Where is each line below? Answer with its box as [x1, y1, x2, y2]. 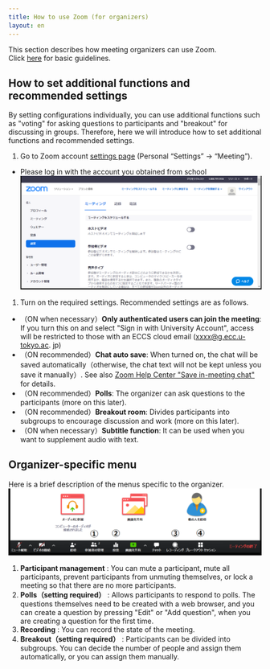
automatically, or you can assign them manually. [19, 651, 179, 661]
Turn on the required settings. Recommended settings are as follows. [19, 298, 249, 307]
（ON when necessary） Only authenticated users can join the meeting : [19, 314, 262, 323]
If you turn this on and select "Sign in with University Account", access [19, 322, 255, 333]
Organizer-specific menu [8, 458, 137, 472]
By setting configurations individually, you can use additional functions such [8, 110, 260, 120]
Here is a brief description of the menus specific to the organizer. [8, 479, 225, 489]
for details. [19, 379, 56, 388]
